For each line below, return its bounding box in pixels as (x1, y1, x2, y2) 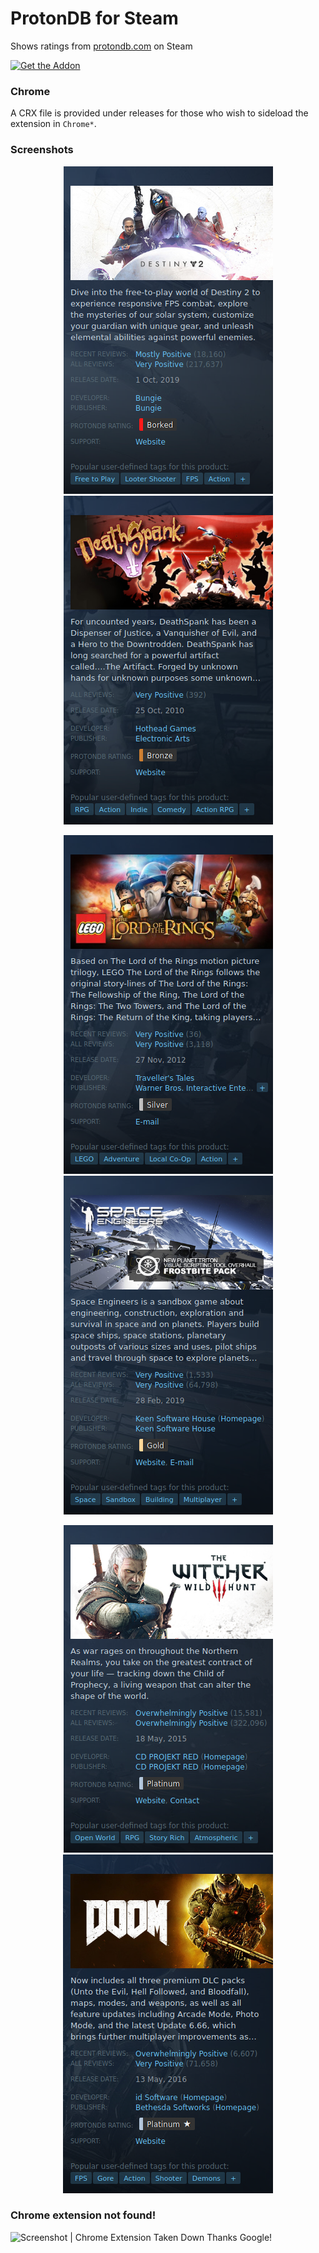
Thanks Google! (206, 2231, 273, 2243)
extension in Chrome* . (10, 118, 97, 130)
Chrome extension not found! (10, 2208, 157, 2222)
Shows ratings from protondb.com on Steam (10, 40, 193, 52)
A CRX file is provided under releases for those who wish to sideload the (10, 107, 309, 119)
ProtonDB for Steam (10, 7, 179, 30)
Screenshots (10, 143, 74, 157)
